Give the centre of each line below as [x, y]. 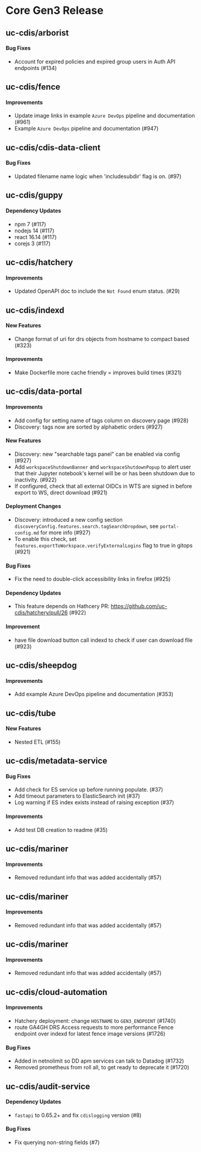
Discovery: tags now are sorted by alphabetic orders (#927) [88, 427]
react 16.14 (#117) [36, 237]
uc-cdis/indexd [35, 310]
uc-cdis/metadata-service [57, 761]
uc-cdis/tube [31, 713]
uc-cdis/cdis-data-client [53, 148]
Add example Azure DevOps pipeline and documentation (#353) [94, 694]
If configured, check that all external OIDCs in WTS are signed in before [103, 486]
